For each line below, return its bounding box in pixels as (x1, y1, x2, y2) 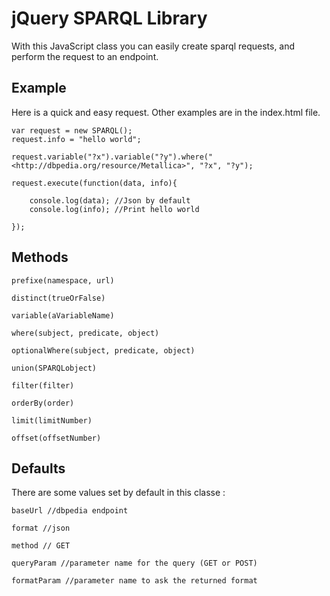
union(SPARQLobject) (11, 363, 98, 373)
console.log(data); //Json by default (29, 195, 191, 206)
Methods (11, 249, 69, 266)
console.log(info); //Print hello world (29, 204, 200, 214)
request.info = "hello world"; (11, 134, 142, 144)
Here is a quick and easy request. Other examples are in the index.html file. (11, 106, 321, 118)
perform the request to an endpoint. (11, 50, 159, 62)
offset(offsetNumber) (11, 433, 102, 443)
